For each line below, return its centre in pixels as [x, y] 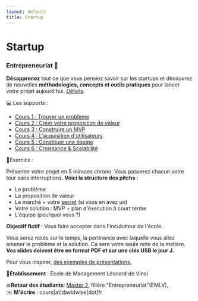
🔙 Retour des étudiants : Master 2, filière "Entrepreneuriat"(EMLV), [87, 285]
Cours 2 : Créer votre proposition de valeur [67, 123]
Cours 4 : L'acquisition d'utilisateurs [59, 135]
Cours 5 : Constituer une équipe [54, 142]
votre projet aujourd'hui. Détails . [45, 91]
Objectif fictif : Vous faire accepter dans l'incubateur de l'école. [85, 226]
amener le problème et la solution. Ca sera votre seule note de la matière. [96, 244]
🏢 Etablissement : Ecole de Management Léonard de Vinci [77, 273]
